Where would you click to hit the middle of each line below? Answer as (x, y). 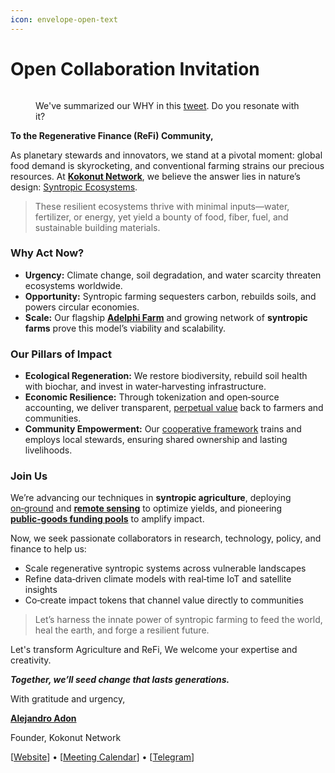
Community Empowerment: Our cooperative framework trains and (163, 429)
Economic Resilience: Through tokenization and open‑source (152, 397)
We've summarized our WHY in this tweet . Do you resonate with (167, 105)
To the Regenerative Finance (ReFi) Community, (112, 135)
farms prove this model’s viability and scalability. (125, 328)
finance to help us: (48, 549)
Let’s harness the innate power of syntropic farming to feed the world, (178, 620)
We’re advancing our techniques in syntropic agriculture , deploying (151, 498)
